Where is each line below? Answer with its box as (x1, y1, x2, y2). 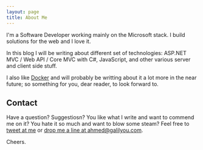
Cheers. (6, 139, 26, 146)
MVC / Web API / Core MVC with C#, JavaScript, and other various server (6, 56, 191, 63)
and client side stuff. (6, 62, 58, 70)
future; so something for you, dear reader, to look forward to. (6, 80, 159, 88)
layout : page (6, 8, 40, 15)
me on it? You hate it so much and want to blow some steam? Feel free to (6, 120, 190, 128)
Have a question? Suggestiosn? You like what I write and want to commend (6, 114, 194, 121)
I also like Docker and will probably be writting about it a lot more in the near (6, 74, 197, 81)
